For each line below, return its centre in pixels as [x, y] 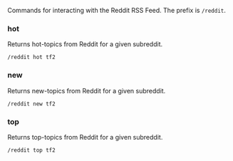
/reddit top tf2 [31, 150]
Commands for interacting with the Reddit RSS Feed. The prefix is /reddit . [117, 10]
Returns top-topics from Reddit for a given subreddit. [85, 137]
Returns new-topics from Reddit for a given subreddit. [87, 90]
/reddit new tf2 [31, 104]
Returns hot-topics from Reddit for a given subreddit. [85, 44]
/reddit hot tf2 [31, 57]
